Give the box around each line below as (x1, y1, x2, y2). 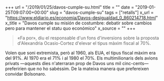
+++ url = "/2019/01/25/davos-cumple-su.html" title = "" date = (5, 4, 135, 10)
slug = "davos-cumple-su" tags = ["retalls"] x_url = (49, 9, 154, 15)
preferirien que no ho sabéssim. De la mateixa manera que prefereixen (5, 66, 149, 72)
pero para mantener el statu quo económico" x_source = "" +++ (5, 25, 136, 31)
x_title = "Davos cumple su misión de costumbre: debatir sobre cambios (5, 20, 152, 26)
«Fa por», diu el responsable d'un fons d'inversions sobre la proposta (17, 35, 160, 41)
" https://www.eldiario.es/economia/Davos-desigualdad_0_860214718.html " (5, 15, 158, 20)
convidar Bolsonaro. (5, 71, 46, 77)
